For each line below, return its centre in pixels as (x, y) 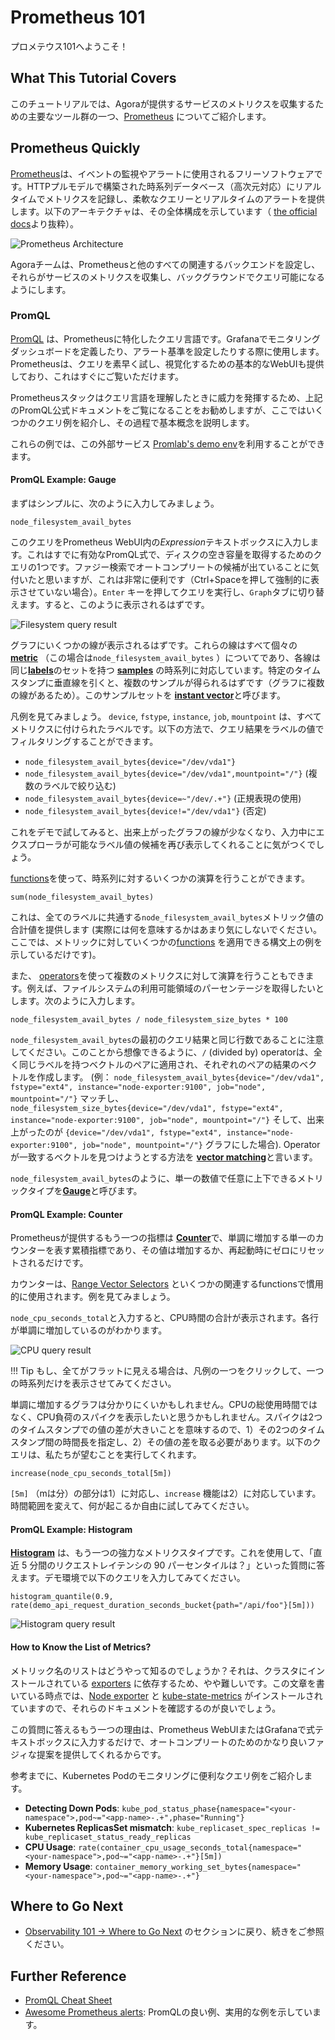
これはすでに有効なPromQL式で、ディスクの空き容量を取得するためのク (174, 555)
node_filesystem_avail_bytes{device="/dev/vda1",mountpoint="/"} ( (166, 773)
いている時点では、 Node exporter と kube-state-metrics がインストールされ (166, 1695)
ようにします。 (41, 289)
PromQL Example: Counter (66, 1214)
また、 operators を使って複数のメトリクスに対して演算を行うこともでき (158, 976)
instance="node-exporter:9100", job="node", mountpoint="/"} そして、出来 (167, 1120)
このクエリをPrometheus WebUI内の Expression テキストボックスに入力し (160, 542)
